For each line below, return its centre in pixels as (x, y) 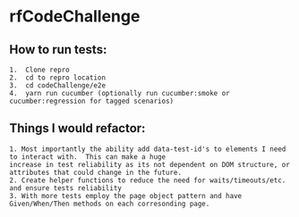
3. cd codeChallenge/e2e (57, 86)
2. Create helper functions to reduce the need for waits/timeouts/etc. (148, 180)
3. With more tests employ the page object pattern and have (126, 196)
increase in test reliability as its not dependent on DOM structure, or (150, 164)
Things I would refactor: (77, 128)
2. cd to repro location (57, 78)
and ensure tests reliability (66, 188)
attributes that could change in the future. (95, 172)
